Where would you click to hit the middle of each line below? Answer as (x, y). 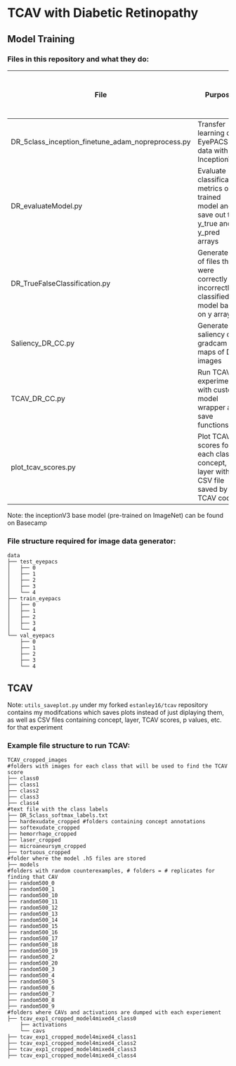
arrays (208, 241)
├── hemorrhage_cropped (42, 834)
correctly (212, 279)
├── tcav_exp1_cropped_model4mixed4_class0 (72, 1019)
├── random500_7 (31, 994)
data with (213, 151)
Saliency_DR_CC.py (43, 343)
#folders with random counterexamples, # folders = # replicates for (111, 871)
